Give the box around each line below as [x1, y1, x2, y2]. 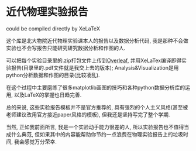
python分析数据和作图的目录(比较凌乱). [6, 71, 101, 78]
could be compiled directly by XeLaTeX [6, 25, 101, 32]
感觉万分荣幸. [24, 138, 57, 145]
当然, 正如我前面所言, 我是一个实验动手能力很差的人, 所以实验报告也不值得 [6, 123, 184, 131]
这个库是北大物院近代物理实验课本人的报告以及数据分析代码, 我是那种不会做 [6, 37, 188, 44]
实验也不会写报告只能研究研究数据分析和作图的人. [6, 44, 126, 52]
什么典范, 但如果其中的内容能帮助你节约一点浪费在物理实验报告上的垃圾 [11, 131, 183, 138]
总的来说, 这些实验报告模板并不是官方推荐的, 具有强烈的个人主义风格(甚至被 [6, 104, 188, 111]
